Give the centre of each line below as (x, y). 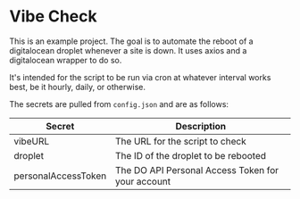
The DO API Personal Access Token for (197, 170)
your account (143, 181)
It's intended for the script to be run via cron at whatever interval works (140, 77)
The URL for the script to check (181, 141)
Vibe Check (53, 17)
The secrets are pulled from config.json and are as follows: (119, 104)
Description (201, 126)
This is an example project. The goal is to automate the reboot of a (131, 41)
